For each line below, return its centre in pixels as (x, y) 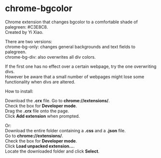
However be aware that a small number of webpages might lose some (75, 77)
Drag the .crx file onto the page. (37, 111)
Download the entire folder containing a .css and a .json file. (65, 130)
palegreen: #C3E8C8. (27, 27)
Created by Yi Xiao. (24, 32)
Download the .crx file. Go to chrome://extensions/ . (58, 100)
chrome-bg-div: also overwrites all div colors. (50, 57)
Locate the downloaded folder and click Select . (52, 151)
